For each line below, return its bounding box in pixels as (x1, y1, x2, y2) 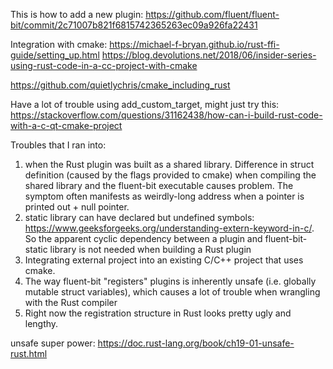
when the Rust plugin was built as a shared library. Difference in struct (24, 159, 315, 170)
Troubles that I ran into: (10, 139, 107, 151)
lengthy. (24, 318, 59, 329)
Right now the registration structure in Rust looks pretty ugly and (24, 307, 292, 319)
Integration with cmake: (10, 39, 108, 50)
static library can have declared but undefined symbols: (24, 212, 255, 223)
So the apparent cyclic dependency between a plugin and (24, 233, 263, 244)
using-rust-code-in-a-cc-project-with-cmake (10, 60, 198, 71)
